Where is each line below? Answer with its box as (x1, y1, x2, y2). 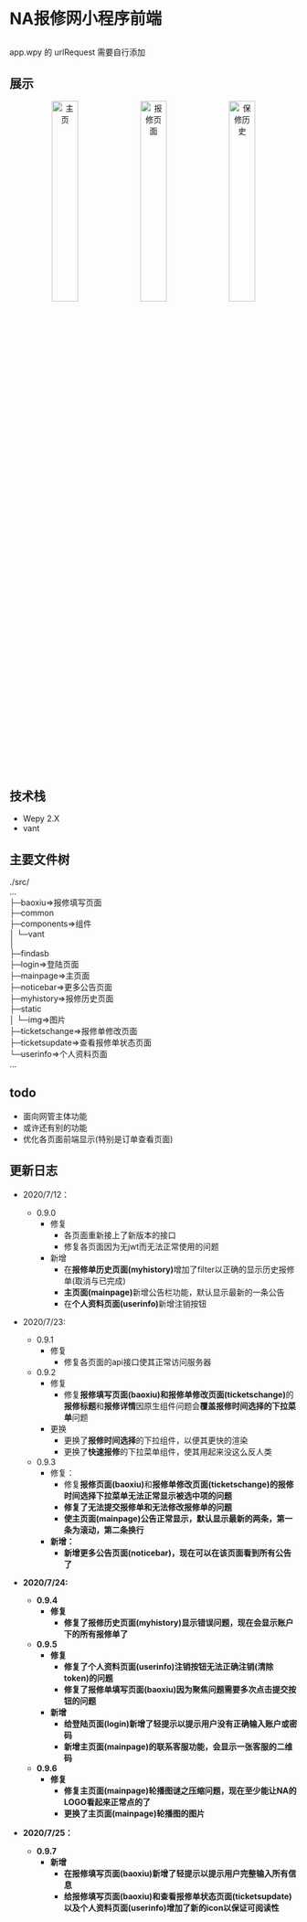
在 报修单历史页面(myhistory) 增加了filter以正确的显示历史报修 (63, 1264, 295, 1275)
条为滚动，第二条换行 (63, 1524, 144, 1535)
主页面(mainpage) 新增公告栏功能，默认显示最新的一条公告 (63, 1287, 285, 1297)
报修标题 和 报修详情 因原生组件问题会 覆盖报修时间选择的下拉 (63, 1400, 289, 1411)
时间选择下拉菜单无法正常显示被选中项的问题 (63, 1490, 233, 1500)
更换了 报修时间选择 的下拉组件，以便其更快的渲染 (63, 1435, 249, 1446)
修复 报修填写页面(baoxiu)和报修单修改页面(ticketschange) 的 (63, 1389, 294, 1400)
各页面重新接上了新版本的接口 (63, 1229, 176, 1240)
